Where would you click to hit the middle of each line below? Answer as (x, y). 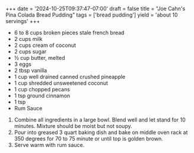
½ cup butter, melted (39, 58)
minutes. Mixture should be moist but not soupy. (73, 126)
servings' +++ (23, 21)
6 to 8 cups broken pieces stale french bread (69, 33)
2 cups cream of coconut (45, 45)
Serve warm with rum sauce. (49, 145)
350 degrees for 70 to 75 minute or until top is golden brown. (89, 138)
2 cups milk (28, 39)
